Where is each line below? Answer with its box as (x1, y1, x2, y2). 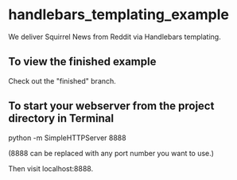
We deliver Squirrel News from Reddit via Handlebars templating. (8, 32, 221, 41)
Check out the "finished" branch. (8, 76, 117, 85)
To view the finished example (8, 55, 157, 68)
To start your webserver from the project (8, 100, 215, 113)
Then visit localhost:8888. (8, 163, 94, 173)
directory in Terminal (8, 112, 114, 125)
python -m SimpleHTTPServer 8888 (8, 133, 126, 143)
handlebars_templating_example (8, 6, 229, 24)
